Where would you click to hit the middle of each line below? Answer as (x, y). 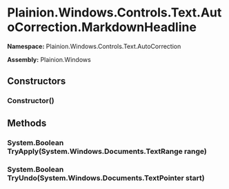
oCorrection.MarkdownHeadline (102, 27)
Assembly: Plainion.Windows (49, 59)
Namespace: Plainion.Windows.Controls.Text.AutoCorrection (94, 46)
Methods (27, 123)
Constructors (37, 81)
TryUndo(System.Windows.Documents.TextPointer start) (106, 178)
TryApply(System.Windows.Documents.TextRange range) (107, 151)
